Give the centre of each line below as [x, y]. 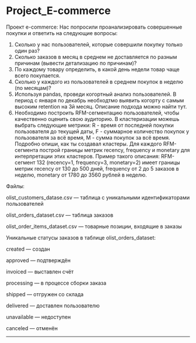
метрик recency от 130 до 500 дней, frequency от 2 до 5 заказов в [97, 168]
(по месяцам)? [33, 88]
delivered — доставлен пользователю [53, 306]
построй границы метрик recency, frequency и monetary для [115, 150]
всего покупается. [37, 75]
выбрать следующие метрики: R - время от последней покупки [94, 125]
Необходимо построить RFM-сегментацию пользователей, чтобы [97, 113]
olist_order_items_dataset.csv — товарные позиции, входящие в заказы [94, 226]
